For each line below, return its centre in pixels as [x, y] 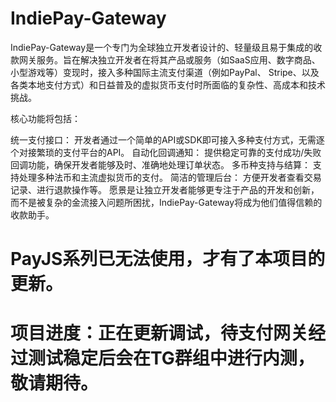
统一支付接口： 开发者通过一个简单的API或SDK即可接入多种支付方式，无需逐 [167, 139]
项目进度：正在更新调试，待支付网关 [159, 333]
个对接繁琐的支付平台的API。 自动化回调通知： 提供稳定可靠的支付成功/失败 [166, 152]
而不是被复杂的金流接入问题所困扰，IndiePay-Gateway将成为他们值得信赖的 [166, 202]
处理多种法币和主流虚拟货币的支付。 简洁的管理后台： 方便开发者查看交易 [170, 177]
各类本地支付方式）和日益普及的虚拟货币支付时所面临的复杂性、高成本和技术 [168, 84]
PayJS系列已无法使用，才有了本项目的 [168, 259]
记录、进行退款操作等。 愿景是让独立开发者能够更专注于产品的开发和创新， [165, 189]
